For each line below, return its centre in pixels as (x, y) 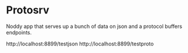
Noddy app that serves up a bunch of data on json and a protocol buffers (94, 26)
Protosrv (28, 10)
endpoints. (19, 32)
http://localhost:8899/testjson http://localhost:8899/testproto (80, 44)
